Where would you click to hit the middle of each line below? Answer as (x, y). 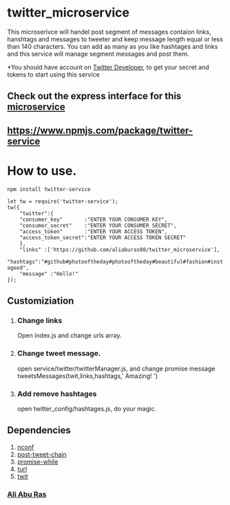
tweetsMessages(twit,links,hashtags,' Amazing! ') (87, 376)
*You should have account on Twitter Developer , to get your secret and (108, 67)
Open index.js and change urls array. (69, 335)
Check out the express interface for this (94, 96)
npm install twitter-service (49, 189)
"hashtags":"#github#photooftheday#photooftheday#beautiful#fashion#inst (115, 261)
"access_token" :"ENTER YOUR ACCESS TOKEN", (94, 231)
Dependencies (39, 430)
